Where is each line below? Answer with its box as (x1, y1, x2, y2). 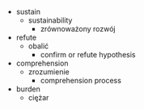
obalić (28, 41, 49, 51)
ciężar (28, 93, 49, 102)
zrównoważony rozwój (40, 24, 116, 33)
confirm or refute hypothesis (40, 50, 136, 59)
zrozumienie (28, 67, 70, 76)
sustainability (28, 15, 73, 25)
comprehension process (40, 76, 121, 85)
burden (15, 84, 40, 94)
